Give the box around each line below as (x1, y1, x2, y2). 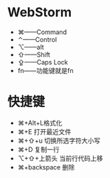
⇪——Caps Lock (17, 57, 69, 66)
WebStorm (7, 4, 72, 21)
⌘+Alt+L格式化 (17, 118, 62, 127)
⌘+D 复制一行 (17, 145, 60, 153)
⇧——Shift (17, 50, 51, 59)
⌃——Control (17, 35, 57, 43)
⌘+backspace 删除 (17, 162, 75, 171)
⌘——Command (17, 28, 67, 36)
